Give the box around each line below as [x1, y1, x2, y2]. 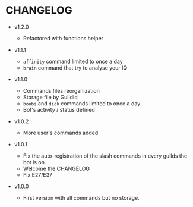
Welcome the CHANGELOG [23, 165, 90, 172]
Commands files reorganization [23, 87, 100, 94]
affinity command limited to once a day [23, 58, 123, 65]
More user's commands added [23, 129, 99, 136]
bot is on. [23, 158, 46, 165]
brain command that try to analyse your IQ [23, 64, 128, 71]
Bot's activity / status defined [23, 106, 96, 113]
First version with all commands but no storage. [23, 194, 140, 201]
